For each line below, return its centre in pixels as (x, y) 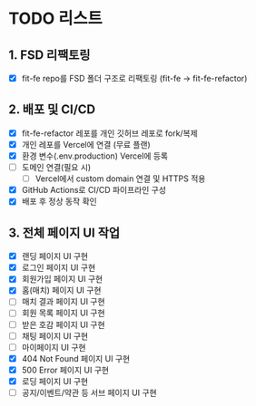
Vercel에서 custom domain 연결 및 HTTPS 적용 (120, 179)
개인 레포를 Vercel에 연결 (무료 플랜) (86, 144)
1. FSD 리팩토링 (49, 55)
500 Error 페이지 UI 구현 (65, 370)
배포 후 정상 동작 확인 (59, 201)
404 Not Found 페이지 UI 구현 (76, 358)
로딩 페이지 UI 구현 (54, 381)
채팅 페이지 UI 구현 (54, 335)
